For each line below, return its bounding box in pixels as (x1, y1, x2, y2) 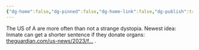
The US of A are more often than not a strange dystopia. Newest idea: (6, 25, 176, 32)
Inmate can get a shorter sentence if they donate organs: (6, 31, 145, 38)
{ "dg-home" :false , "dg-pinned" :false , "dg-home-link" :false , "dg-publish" (6, 8, 187, 15)
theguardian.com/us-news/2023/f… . (6, 37, 97, 44)
